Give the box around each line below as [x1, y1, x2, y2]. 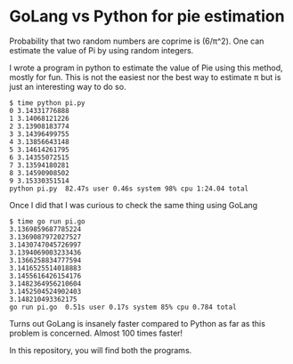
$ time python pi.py [9, 98, 86, 108]
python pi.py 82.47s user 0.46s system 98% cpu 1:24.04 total [9, 184, 249, 193]
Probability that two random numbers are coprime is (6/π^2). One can [9, 36, 265, 46]
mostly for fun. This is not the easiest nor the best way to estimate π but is [9, 71, 281, 82]
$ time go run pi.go [9, 216, 86, 226]
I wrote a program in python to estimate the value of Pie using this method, [9, 62, 283, 73]
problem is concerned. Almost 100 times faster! [9, 328, 183, 338]
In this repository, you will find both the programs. [9, 344, 192, 355]
